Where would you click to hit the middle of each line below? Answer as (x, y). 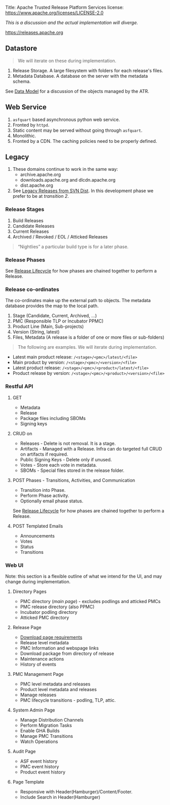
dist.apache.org (37, 186)
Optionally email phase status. (52, 501)
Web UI (14, 565)
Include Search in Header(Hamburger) (60, 797)
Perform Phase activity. (45, 495)
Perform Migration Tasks (46, 725)
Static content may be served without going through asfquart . (77, 130)
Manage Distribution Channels (52, 720)
